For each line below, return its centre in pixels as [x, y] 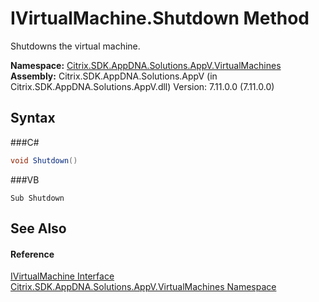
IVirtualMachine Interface [62, 276]
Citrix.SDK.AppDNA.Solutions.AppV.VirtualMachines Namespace [143, 287]
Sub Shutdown [37, 198]
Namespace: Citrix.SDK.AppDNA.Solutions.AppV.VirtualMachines [146, 65]
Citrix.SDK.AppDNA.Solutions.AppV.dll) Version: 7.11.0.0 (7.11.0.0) [142, 86]
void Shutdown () [44, 160]
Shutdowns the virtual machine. [75, 46]
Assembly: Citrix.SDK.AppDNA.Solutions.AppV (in [114, 76]
